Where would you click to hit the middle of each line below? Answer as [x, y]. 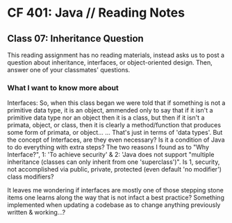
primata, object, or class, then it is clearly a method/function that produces [114, 125]
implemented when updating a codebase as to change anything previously [114, 205]
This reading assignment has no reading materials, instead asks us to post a [116, 55]
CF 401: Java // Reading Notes [96, 13]
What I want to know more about [63, 88]
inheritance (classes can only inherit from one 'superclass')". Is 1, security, [114, 162]
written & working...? [36, 213]
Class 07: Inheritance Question [75, 39]
